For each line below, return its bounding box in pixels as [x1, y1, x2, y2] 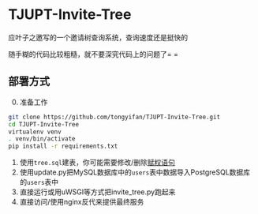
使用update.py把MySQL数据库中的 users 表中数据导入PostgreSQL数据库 [19, 167, 251, 177]
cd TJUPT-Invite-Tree [8, 120, 80, 128]
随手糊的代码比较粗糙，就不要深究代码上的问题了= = [8, 49, 179, 58]
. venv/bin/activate [8, 135, 77, 143]
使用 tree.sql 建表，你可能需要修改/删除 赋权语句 [19, 158, 176, 167]
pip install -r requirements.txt [8, 142, 118, 151]
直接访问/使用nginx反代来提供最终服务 [19, 197, 144, 207]
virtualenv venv [8, 128, 62, 136]
